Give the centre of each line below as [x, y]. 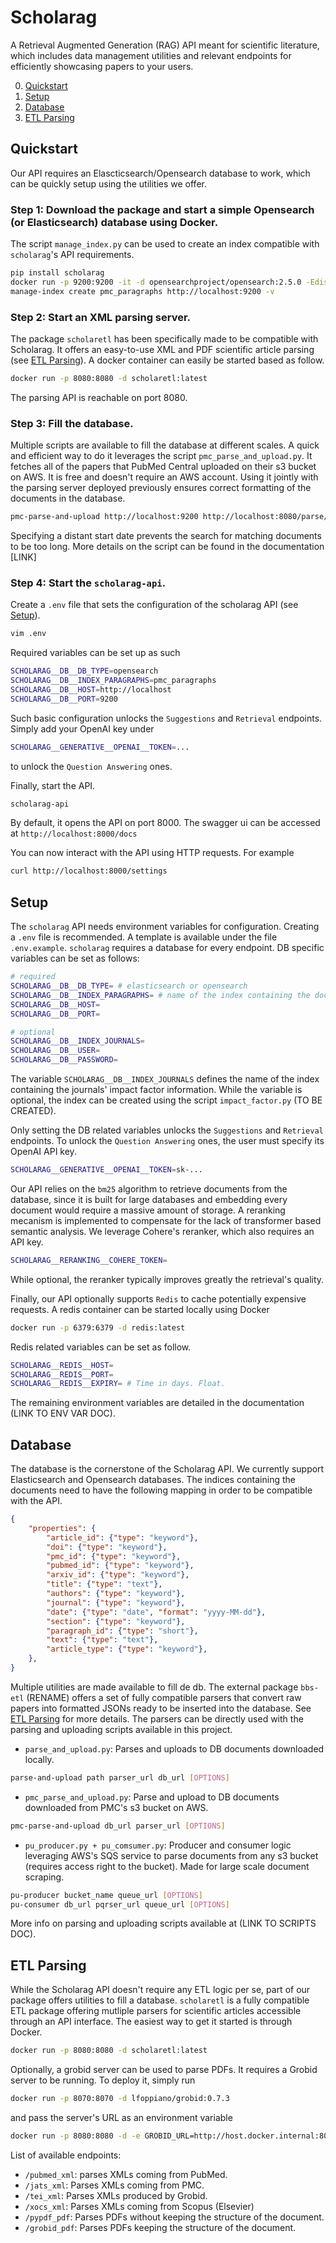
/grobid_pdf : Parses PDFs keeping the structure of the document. [160, 2227]
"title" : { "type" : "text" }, [104, 1584]
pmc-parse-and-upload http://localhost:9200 [104, 517]
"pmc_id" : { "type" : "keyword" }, [114, 1556]
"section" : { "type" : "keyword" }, [116, 1621]
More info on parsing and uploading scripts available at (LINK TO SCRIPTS [163, 1923]
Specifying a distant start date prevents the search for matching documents [166, 536]
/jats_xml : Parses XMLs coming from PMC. [114, 2185]
